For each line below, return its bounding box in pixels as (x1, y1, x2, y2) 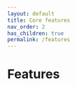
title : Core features (7, 17, 71, 24)
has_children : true (7, 29, 64, 37)
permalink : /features (7, 36, 71, 43)
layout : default (7, 10, 55, 17)
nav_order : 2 (7, 23, 45, 30)
